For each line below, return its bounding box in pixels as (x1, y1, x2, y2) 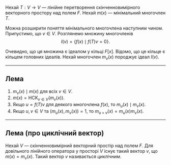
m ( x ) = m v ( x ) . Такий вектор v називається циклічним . (5, 153, 122, 160)
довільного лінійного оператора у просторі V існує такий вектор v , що (5, 148, 158, 154)
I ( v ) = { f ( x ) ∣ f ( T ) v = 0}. (61, 38, 110, 44)
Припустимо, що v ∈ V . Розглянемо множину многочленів (5, 31, 133, 36)
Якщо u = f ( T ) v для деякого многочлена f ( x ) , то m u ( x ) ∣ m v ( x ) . (12, 102, 146, 109)
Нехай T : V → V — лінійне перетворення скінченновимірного (5, 5, 140, 10)
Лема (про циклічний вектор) (5, 129, 104, 137)
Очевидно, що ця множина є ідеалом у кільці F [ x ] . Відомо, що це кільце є (5, 49, 165, 54)
